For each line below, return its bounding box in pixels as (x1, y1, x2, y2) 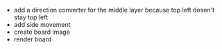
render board (13, 35, 52, 43)
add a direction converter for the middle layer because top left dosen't (13, 6, 215, 14)
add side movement (13, 21, 71, 28)
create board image (13, 28, 71, 36)
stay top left (13, 13, 49, 21)
